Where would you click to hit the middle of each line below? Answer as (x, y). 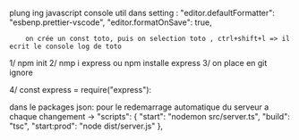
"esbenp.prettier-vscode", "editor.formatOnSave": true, (111, 22)
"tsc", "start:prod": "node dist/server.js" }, (86, 126)
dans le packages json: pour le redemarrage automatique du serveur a (139, 107)
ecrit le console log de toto (66, 46)
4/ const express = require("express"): (81, 90)
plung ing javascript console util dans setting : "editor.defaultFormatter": (142, 13)
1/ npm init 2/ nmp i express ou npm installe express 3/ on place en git (138, 63)
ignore (21, 72)
